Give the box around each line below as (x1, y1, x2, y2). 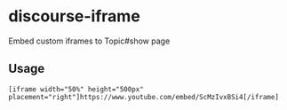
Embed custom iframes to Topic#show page (8, 35, 171, 46)
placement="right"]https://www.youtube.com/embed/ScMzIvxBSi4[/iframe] (8, 92, 279, 101)
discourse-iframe (8, 6, 141, 27)
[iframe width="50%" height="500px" (8, 84, 144, 94)
